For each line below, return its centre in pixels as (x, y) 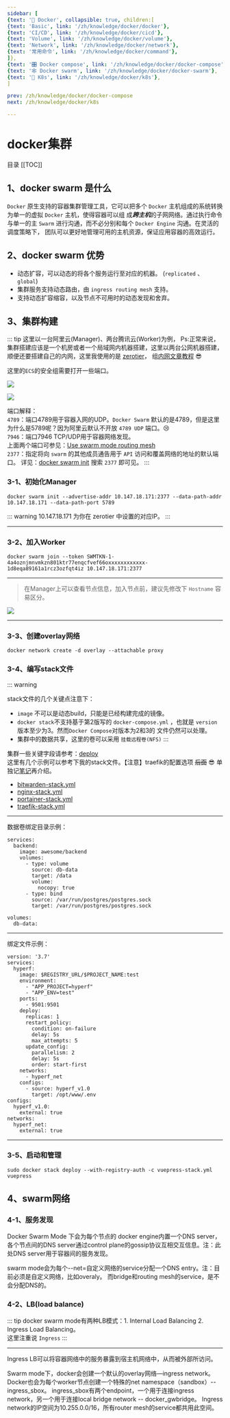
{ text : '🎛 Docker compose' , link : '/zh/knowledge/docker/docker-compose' (115, 64)
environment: (38, 981)
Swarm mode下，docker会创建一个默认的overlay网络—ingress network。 (111, 1373)
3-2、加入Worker (36, 542)
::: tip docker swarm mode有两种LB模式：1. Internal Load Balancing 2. (105, 1321)
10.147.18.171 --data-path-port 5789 (61, 502)
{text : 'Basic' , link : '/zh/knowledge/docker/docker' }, (88, 26)
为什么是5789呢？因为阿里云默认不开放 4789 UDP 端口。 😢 (88, 428)
